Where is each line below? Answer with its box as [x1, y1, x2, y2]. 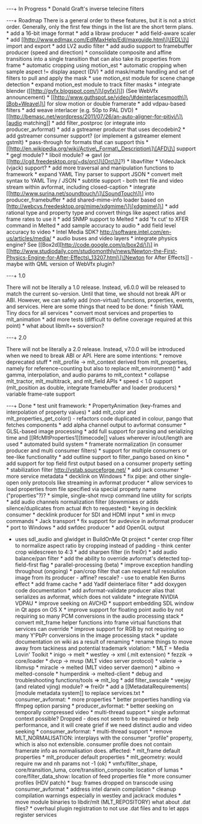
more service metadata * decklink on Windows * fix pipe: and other [6, 473, 173, 480]
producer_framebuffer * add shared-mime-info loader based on [6, 196, 164, 203]
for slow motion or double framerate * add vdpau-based [47, 100, 186, 107]
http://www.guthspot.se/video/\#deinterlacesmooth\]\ [55, 93, 188, 101]
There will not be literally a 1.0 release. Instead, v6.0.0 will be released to [6, 284, 186, 291]
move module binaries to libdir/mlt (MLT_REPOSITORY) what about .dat [14, 799, 191, 805]
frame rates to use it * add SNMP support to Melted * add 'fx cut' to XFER [6, 215, 189, 223]
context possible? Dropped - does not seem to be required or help [14, 715, 179, 722]
